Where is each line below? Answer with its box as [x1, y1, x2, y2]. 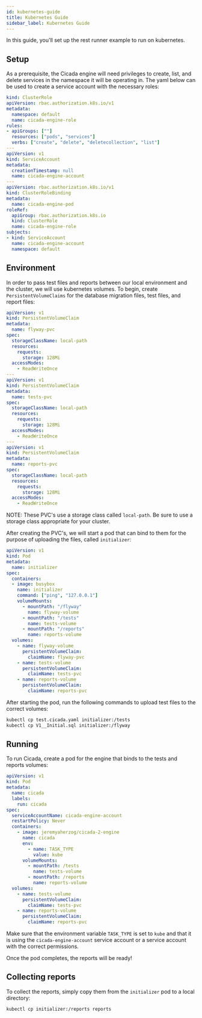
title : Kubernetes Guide [6, 14, 69, 21]
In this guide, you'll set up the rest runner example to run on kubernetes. [6, 37, 185, 44]
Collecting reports [6, 972, 76, 982]
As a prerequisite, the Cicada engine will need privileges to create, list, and [6, 70, 191, 77]
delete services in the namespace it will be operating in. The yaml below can [6, 77, 196, 84]
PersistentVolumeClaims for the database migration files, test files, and [6, 291, 181, 299]
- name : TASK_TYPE [28, 846, 74, 852]
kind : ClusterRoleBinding [6, 190, 71, 196]
